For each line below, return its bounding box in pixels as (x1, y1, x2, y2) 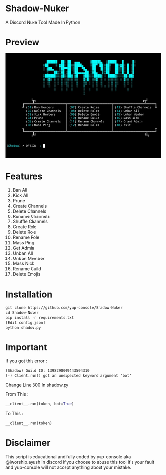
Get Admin (12, 245, 35, 251)
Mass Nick (12, 260, 34, 267)
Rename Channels (12, 214, 50, 219)
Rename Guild (12, 266, 41, 272)
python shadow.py (5, 325, 41, 330)
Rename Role (12, 234, 40, 240)
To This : (5, 411, 24, 417)
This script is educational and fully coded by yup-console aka (5, 453, 131, 460)
